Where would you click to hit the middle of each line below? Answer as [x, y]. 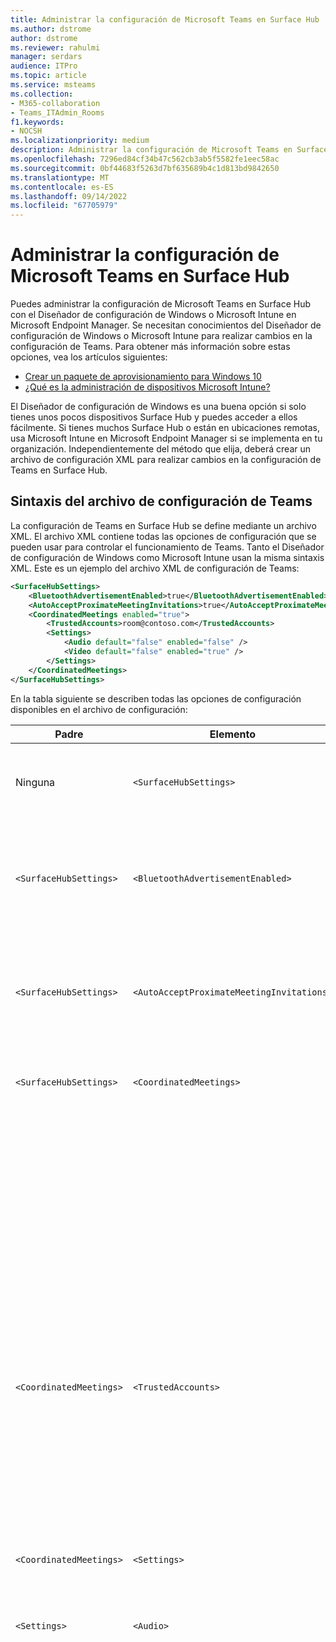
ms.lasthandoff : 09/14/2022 [69, 196]
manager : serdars [46, 57]
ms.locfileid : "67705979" [64, 206]
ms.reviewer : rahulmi [55, 47]
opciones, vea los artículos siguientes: [89, 357]
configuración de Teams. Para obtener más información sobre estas [150, 347]
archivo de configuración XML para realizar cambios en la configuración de [166, 460]
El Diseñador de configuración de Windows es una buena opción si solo [158, 407]
